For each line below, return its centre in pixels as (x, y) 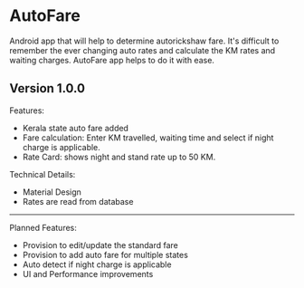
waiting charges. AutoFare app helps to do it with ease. (112, 60)
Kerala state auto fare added (76, 128)
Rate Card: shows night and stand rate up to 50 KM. (119, 157)
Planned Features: (43, 227)
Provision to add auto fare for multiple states (105, 254)
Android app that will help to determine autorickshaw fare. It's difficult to (144, 41)
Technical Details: (43, 174)
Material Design (52, 192)
